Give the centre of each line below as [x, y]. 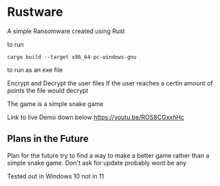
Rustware [35, 12]
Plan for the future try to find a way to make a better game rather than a [108, 155]
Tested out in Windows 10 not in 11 [56, 176]
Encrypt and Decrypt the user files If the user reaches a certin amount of [110, 83]
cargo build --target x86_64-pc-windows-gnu [72, 57]
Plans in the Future [48, 139]
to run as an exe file [35, 70]
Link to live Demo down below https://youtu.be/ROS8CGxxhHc [96, 117]
